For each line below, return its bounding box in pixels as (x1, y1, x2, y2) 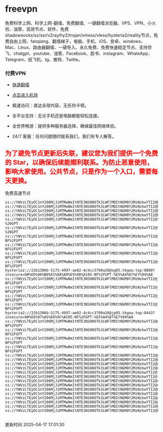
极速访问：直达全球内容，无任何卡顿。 (12, 103, 89, 108)
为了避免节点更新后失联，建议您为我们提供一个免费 (5, 149, 158, 157)
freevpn (5, 3, 38, 15)
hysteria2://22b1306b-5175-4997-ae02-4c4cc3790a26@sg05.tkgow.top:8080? (5, 268, 155, 273)
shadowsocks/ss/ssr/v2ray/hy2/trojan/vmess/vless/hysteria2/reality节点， (5, 32, 154, 38)
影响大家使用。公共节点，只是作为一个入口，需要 (5, 167, 152, 175)
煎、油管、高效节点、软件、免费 (5, 26, 69, 32)
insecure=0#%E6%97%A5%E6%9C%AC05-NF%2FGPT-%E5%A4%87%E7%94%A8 (5, 315, 133, 320)
